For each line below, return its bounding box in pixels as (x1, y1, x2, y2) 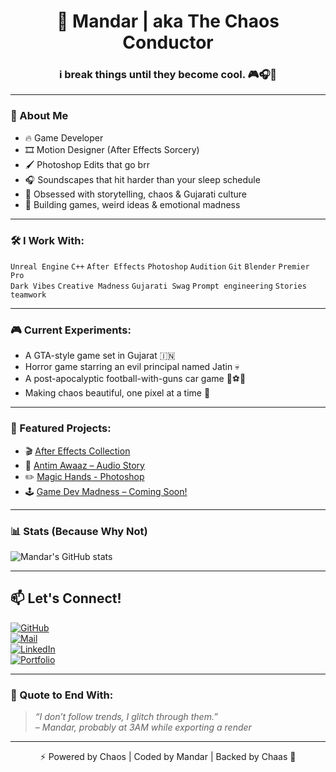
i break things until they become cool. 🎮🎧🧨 (58, 68, 278, 82)
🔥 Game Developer (24, 131, 104, 144)
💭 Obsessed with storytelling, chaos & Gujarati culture (24, 188, 248, 200)
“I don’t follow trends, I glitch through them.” (34, 711, 218, 723)
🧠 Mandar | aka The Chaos (56, 10, 280, 33)
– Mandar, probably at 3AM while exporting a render (34, 721, 252, 734)
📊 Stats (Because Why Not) (10, 524, 148, 538)
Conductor (122, 31, 214, 54)
